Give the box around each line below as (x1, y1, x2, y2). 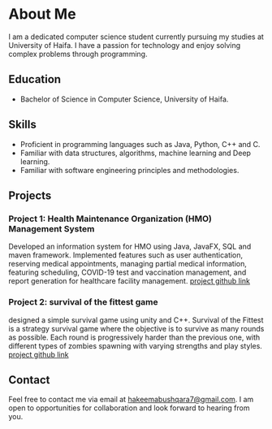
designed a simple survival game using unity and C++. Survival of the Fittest (8, 314, 264, 325)
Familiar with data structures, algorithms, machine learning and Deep (19, 148, 252, 158)
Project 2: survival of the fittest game (8, 297, 158, 308)
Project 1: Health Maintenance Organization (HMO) (8, 213, 213, 224)
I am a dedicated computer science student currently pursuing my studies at (8, 32, 264, 41)
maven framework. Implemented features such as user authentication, (8, 250, 244, 260)
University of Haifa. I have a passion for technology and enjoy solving (8, 40, 241, 50)
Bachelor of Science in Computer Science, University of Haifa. (19, 94, 229, 104)
